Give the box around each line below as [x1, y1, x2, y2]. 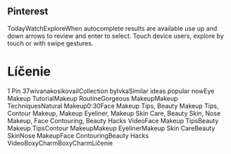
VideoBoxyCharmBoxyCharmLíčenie [7, 139, 113, 147]
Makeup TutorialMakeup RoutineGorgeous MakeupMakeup [7, 94, 178, 102]
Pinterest [7, 6, 49, 17]
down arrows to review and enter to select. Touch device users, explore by [7, 31, 224, 40]
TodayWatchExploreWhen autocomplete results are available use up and [7, 24, 218, 32]
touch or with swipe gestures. [7, 38, 94, 48]
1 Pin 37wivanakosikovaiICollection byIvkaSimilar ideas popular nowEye [7, 87, 215, 95]
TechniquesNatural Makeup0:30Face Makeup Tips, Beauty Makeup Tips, [7, 101, 219, 110]
